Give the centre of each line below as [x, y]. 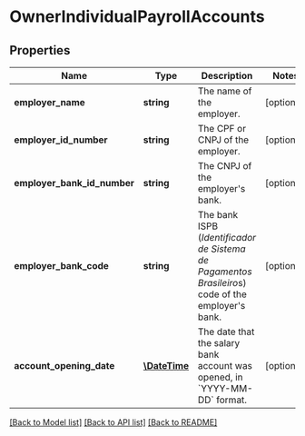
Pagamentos [225, 272]
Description [227, 76]
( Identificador [227, 238]
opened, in [220, 377]
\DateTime [166, 366]
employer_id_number [61, 140]
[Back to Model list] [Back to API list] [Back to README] [113, 422]
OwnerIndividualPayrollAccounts [137, 17]
